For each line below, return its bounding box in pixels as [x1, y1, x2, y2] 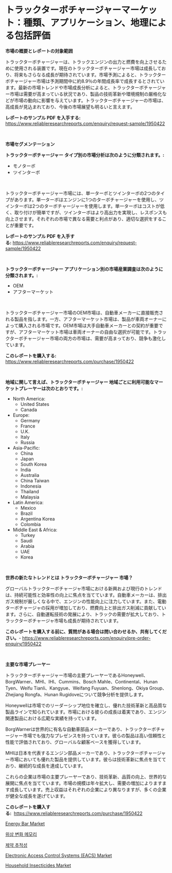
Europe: [12, 412, 30, 418]
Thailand [20, 488, 40, 494]
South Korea [20, 461, 47, 467]
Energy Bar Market [5, 820, 45, 827]
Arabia [20, 543, 35, 549]
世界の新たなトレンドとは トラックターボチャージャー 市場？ [5, 574, 133, 581]
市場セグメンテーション [5, 141, 55, 147]
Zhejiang [5, 691, 24, 697]
